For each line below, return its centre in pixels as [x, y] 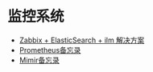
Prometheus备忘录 [50, 50]
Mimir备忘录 [39, 60]
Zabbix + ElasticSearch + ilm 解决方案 [82, 40]
